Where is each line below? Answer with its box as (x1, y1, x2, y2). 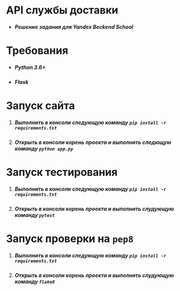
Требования (6, 44, 69, 57)
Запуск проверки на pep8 (6, 232, 134, 246)
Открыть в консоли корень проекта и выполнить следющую (14, 139, 172, 146)
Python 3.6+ (14, 63, 46, 71)
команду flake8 (14, 278, 55, 285)
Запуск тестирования (6, 166, 118, 179)
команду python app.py (14, 145, 73, 152)
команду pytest (14, 212, 55, 219)
